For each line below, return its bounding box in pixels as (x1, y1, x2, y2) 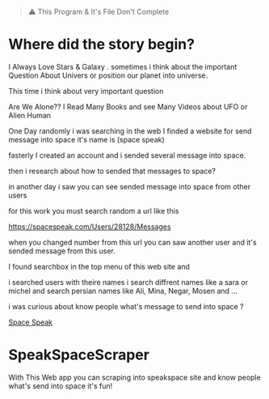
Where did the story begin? (8, 36, 195, 53)
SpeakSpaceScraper (8, 346, 149, 364)
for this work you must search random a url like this (8, 206, 179, 215)
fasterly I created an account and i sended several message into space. (8, 150, 246, 160)
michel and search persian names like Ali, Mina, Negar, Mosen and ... (8, 286, 238, 295)
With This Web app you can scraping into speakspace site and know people (8, 372, 261, 382)
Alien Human (8, 110, 51, 120)
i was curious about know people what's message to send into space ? (8, 301, 244, 311)
